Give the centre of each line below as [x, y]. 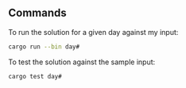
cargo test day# [35, 76]
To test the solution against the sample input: [82, 62]
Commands [38, 13]
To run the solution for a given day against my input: [93, 32]
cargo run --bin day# [44, 47]
